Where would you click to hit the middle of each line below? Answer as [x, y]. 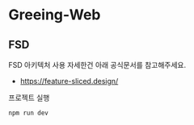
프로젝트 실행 [29, 98]
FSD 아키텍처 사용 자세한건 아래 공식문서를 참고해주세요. [97, 65]
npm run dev [28, 113]
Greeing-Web [55, 15]
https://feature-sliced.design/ [69, 81]
